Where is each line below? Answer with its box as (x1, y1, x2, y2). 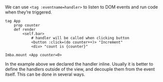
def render (14, 27, 36, 32)
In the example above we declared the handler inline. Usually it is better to (5, 61, 153, 67)
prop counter (14, 23, 40, 28)
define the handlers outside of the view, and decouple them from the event (5, 66, 155, 72)
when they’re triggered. (5, 9, 52, 15)
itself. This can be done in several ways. (5, 71, 85, 77)
